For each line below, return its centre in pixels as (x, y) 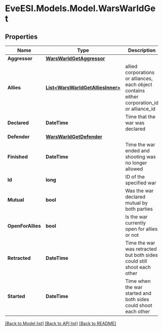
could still (136, 261)
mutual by (137, 203)
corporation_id (142, 103)
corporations (140, 72)
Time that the (140, 117)
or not (132, 235)
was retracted (141, 249)
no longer (136, 163)
